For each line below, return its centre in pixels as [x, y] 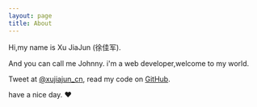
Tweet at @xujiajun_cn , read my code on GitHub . [90, 79]
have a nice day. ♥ [40, 94]
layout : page [30, 16]
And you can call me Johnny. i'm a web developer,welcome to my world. [129, 63]
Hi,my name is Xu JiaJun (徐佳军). [65, 47]
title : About [30, 23]
